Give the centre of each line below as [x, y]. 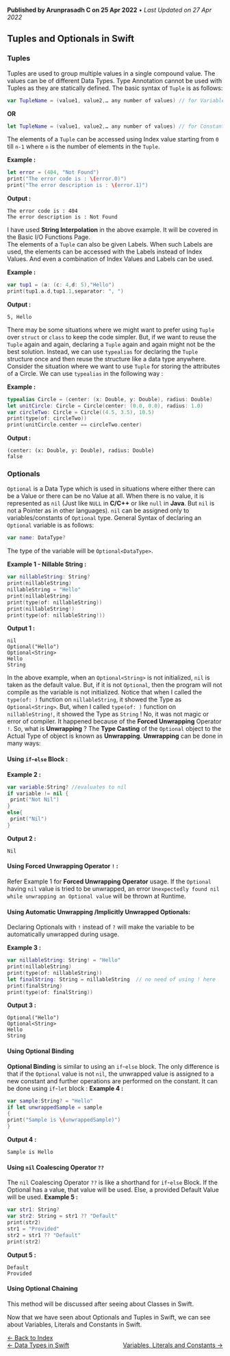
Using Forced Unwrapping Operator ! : [63, 866]
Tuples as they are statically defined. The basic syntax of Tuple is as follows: [115, 88]
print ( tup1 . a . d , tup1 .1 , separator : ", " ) [66, 291]
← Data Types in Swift [38, 1345]
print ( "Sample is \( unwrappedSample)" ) [64, 1120]
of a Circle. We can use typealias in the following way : [85, 373]
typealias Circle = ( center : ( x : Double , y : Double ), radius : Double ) [110, 399]
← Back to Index [30, 1337]
